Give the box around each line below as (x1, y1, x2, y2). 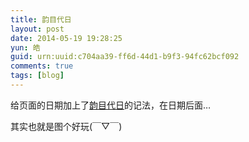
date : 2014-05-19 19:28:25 (10, 33, 123, 43)
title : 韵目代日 (10, 14, 72, 25)
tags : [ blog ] (10, 71, 65, 81)
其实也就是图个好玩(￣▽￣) (10, 120, 123, 132)
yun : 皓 (10, 42, 41, 53)
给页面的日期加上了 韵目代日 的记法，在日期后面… (10, 99, 212, 111)
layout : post (10, 24, 65, 34)
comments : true (10, 61, 74, 71)
